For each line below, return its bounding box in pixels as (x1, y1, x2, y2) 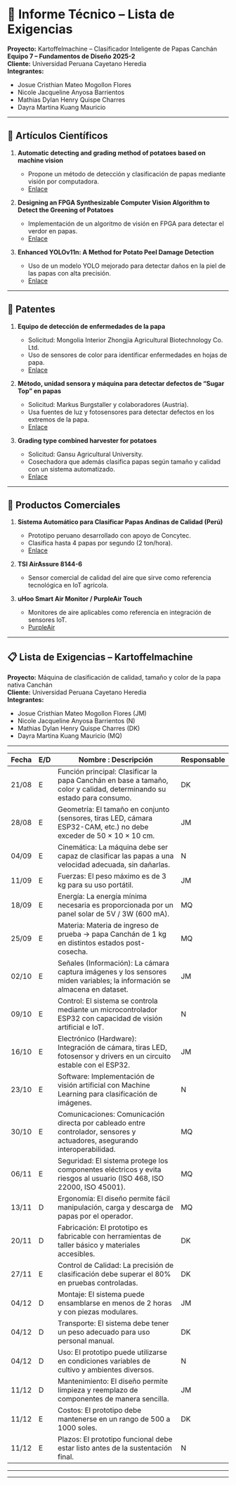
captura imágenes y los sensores (57, 967, 167, 977)
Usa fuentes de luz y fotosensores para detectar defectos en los (27, 408, 215, 416)
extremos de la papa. (27, 415, 90, 424)
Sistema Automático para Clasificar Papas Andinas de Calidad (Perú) (17, 518, 223, 526)
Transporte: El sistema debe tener (57, 1318, 169, 1328)
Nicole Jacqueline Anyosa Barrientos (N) (17, 717, 136, 725)
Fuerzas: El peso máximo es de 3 (57, 871, 166, 881)
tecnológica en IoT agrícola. (27, 581, 109, 590)
